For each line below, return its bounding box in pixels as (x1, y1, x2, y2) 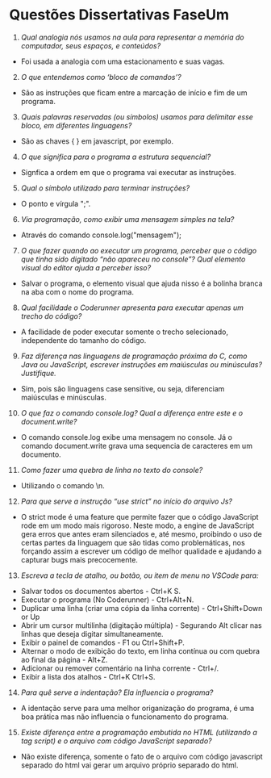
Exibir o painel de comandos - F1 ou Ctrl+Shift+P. (20, 638, 185, 647)
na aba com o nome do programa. (20, 287, 134, 296)
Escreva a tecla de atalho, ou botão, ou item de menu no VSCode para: (20, 571, 259, 580)
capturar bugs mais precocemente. (20, 554, 138, 564)
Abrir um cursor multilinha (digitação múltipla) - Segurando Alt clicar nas (20, 620, 262, 630)
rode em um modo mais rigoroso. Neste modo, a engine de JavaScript (20, 521, 255, 530)
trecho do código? (20, 311, 82, 320)
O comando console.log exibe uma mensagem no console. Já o (20, 432, 233, 441)
